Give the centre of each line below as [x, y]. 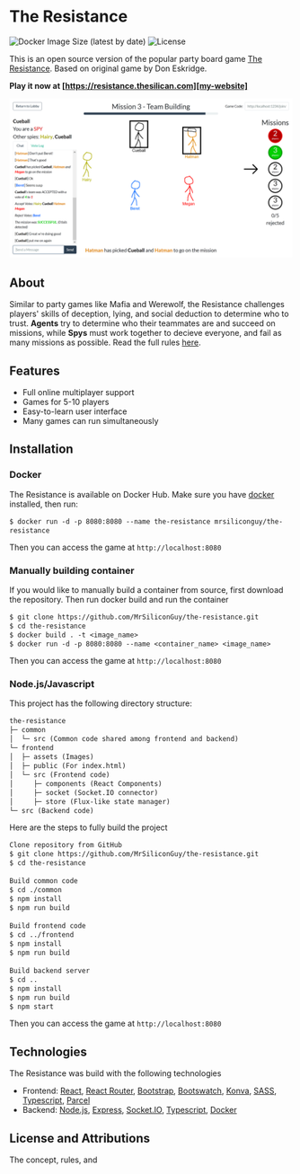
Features [35, 371]
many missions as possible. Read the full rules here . [105, 342]
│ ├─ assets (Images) [52, 757]
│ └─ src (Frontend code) [60, 775]
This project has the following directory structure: [101, 703]
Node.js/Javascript [52, 684]
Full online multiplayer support [78, 393]
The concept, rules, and [53, 1160]
